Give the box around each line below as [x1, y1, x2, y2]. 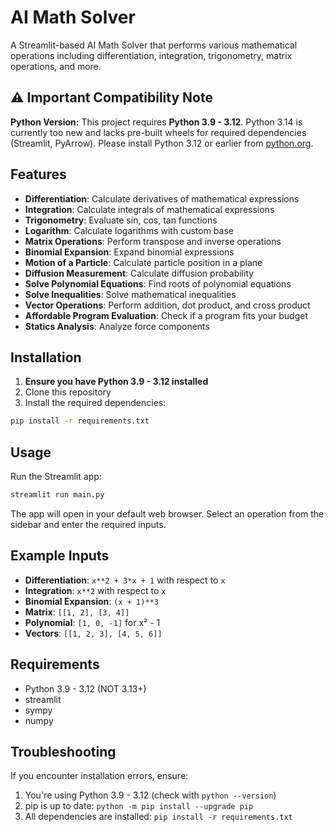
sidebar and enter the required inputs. [10, 518, 167, 530]
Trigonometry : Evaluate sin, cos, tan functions [24, 214, 218, 226]
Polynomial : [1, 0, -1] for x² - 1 [24, 616, 161, 628]
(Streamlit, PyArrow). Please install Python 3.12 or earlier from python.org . [10, 137, 314, 149]
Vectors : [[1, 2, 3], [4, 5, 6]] [24, 627, 163, 639]
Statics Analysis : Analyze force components [24, 320, 210, 332]
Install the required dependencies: [24, 397, 167, 409]
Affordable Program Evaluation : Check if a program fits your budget [24, 309, 308, 321]
